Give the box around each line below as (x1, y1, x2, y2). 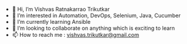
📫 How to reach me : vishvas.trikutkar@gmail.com (12, 32, 140, 38)
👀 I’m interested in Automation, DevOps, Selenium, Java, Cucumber (12, 12, 181, 19)
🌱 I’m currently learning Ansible (12, 18, 91, 25)
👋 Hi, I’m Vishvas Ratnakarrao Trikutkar (12, 6, 110, 12)
